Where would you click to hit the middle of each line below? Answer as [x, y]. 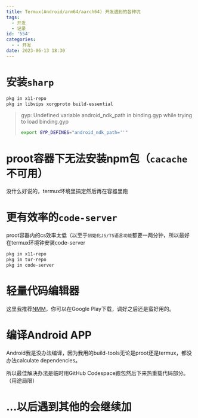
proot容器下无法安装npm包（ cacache [97, 158]
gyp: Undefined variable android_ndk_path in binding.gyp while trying [106, 115]
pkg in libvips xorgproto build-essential [60, 104]
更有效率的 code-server [62, 217]
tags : [13, 17]
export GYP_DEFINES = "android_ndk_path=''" [74, 133]
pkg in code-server [30, 265]
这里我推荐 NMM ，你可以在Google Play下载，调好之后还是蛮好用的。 [90, 309]
